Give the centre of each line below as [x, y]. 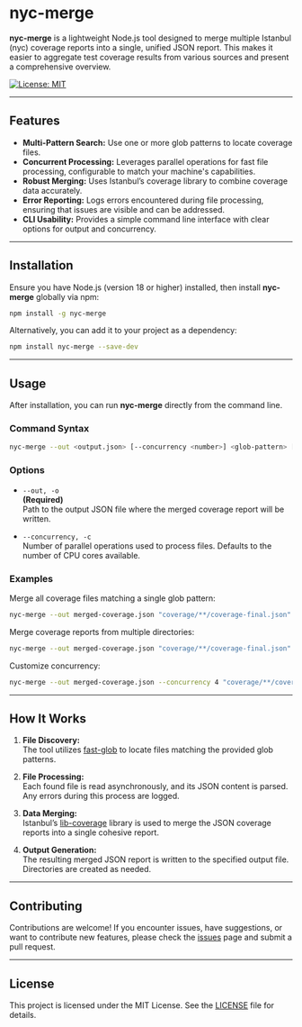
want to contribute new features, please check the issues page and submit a [151, 937]
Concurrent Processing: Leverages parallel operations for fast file [145, 161]
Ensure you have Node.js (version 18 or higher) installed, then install [135, 287]
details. [23, 1014]
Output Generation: [59, 850]
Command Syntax [49, 429]
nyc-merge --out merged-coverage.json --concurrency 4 [114, 682]
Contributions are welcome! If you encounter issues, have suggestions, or [146, 928]
